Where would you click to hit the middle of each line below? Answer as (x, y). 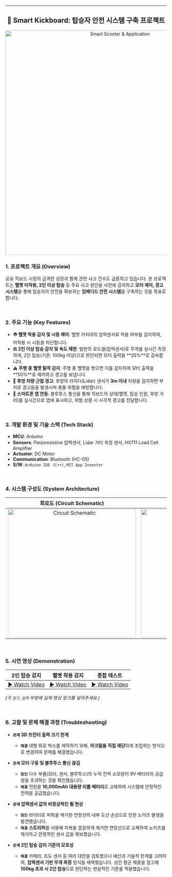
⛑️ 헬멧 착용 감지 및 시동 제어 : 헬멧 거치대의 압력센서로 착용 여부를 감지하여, (87, 335)
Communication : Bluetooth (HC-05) (51, 459)
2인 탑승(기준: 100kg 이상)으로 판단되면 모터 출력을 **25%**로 (87, 355)
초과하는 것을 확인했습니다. (57, 780)
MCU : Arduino (28, 436)
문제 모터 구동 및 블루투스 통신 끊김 (46, 763)
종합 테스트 (110, 676)
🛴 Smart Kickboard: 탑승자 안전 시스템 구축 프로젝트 (86, 21)
